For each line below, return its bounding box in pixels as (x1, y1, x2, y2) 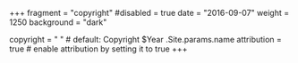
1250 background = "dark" (9, 17, 107, 28)
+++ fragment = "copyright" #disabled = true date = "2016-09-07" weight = (9, 8, 289, 18)
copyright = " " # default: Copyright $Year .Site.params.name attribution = (9, 35, 282, 44)
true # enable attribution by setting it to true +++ (9, 43, 188, 54)
